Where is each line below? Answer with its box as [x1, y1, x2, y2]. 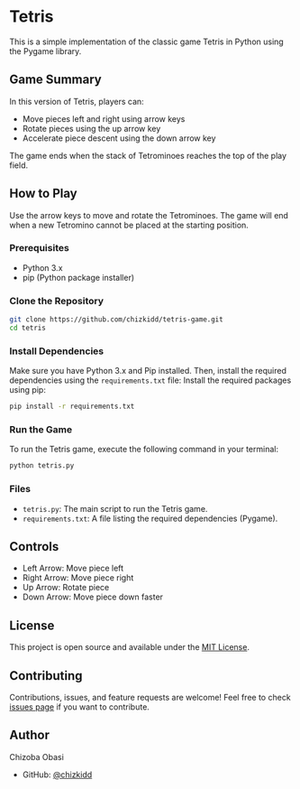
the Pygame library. [9, 45, 82, 56]
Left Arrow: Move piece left [22, 562, 124, 574]
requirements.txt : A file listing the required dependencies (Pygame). [22, 513, 278, 524]
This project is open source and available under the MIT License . [9, 642, 250, 653]
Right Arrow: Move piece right [22, 572, 134, 583]
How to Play [9, 186, 78, 201]
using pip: [9, 385, 47, 395]
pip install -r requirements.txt [9, 402, 135, 412]
